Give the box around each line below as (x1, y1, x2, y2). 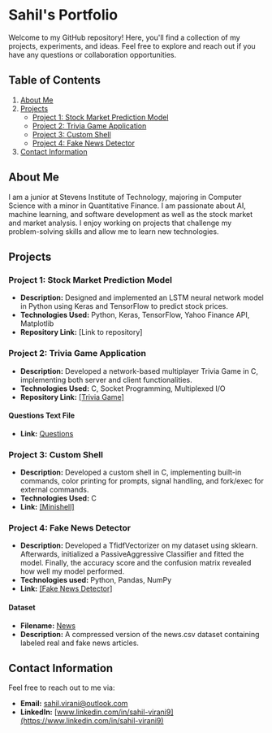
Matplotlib (19, 319, 54, 328)
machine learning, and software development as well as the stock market (8, 209, 253, 219)
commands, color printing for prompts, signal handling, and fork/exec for (19, 476, 264, 486)
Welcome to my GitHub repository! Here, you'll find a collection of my (8, 33, 241, 42)
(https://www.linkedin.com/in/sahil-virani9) (19, 716, 164, 726)
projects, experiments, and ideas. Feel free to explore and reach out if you (8, 41, 256, 50)
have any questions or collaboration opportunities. (8, 50, 177, 59)
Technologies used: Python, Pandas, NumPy (19, 575, 172, 585)
